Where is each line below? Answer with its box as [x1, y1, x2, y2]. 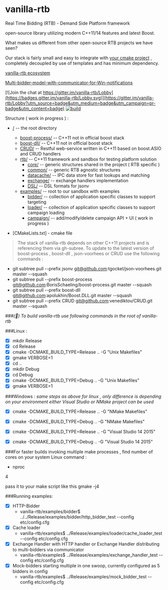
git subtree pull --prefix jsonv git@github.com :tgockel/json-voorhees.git [12, 265, 162, 271]
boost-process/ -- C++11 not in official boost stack [20, 134, 124, 140]
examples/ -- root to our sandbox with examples [20, 188, 120, 194]
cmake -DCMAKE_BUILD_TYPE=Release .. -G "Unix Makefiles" [12, 349, 142, 355]
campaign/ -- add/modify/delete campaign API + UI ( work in [27, 215, 153, 221]
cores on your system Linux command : [5, 454, 87, 460]
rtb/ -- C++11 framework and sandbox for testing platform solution [20, 156, 157, 162]
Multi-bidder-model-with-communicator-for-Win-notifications [5, 80, 133, 86]
